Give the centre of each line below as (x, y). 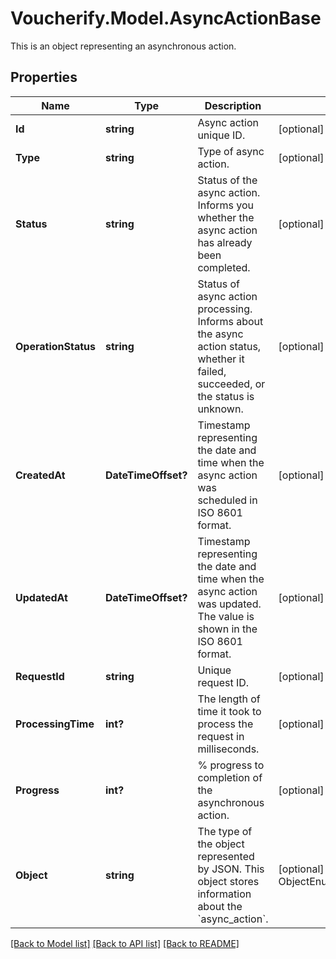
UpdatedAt (41, 597)
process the (225, 724)
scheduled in (227, 500)
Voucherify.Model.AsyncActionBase (166, 18)
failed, (212, 371)
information (224, 894)
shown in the (227, 629)
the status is (226, 396)
